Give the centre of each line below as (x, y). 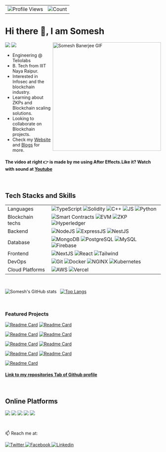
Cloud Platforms (26, 269)
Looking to (23, 118)
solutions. (22, 113)
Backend (18, 231)
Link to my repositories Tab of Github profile (51, 375)
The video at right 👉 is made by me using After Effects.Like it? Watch (78, 162)
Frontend (18, 254)
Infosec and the (28, 81)
